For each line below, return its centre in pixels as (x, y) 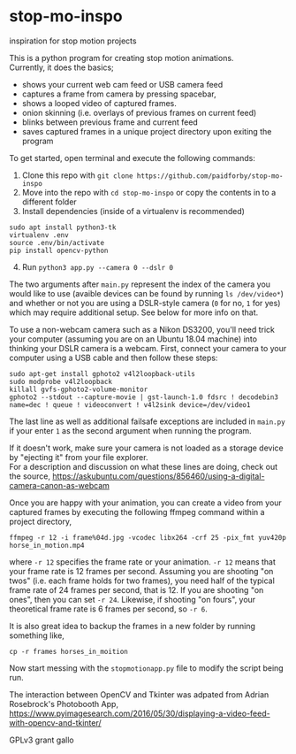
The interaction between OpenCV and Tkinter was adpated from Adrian (139, 694)
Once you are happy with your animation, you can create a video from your (146, 503)
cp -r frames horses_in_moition (68, 651)
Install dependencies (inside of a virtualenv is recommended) (133, 211)
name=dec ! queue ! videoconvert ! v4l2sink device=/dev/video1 (130, 404)
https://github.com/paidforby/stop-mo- (210, 176)
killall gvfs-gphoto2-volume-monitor (79, 389)
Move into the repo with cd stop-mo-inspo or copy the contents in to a (149, 192)
